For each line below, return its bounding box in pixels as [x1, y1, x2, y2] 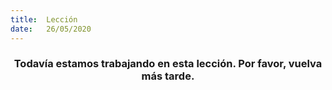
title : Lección [10, 14, 78, 25]
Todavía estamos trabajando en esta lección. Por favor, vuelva [13, 57, 323, 71]
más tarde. [141, 69, 195, 83]
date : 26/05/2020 [10, 24, 92, 34]
